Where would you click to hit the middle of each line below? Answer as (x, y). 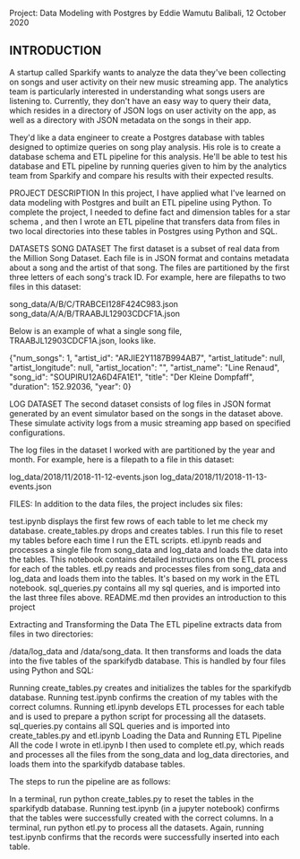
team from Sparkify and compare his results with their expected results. (141, 175)
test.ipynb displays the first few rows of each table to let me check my (139, 521)
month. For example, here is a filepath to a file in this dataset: (122, 459)
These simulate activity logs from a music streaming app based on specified (150, 423)
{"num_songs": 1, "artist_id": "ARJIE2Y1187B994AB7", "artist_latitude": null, (147, 357)
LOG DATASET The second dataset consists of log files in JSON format (140, 404)
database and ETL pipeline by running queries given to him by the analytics (148, 166)
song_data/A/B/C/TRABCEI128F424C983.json (94, 303)
